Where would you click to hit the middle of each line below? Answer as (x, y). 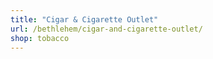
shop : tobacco (40, 38)
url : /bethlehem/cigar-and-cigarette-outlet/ (106, 29)
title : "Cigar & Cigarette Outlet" (84, 19)
